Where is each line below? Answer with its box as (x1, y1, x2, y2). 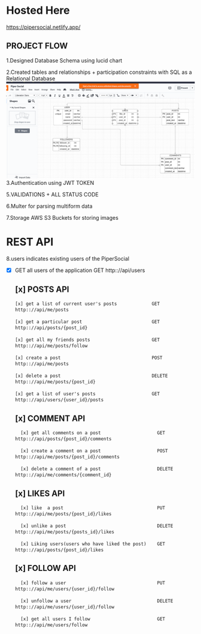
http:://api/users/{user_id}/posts (14, 397, 104, 403)
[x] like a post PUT (20, 505, 166, 511)
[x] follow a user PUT (20, 580, 166, 586)
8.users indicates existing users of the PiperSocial (6, 255, 130, 262)
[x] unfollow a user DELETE (20, 598, 173, 604)
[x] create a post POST (14, 355, 163, 361)
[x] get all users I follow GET (20, 616, 166, 622)
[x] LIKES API (14, 488, 65, 498)
